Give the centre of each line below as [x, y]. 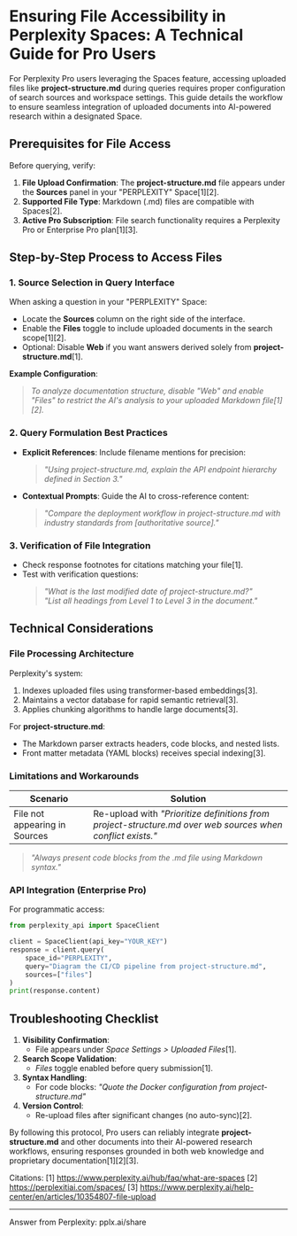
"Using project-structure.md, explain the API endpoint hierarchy [160, 469]
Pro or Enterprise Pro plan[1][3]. [80, 229]
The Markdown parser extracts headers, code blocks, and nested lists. [151, 743]
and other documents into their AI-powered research [157, 1142]
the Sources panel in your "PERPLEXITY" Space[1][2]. [120, 191]
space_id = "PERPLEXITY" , [69, 958]
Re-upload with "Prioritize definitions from [181, 814]
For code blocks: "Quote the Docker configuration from [136, 1087]
